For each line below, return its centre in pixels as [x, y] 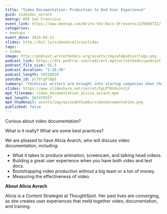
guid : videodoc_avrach [29, 14]
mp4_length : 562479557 [29, 98]
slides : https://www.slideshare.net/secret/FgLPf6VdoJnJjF [68, 88]
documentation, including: [32, 146]
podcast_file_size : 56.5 [31, 65]
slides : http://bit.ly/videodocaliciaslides [52, 42]
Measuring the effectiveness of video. [51, 176]
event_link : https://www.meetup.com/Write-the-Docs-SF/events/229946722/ [83, 24]
